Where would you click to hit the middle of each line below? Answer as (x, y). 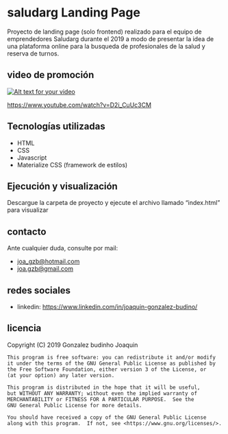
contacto (27, 231)
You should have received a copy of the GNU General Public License (107, 417)
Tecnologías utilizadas (56, 126)
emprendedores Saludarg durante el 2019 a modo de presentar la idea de (111, 38)
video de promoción (51, 75)
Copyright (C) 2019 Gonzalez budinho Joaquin (73, 345)
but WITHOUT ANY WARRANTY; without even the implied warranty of (102, 393)
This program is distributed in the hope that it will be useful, (104, 387)
